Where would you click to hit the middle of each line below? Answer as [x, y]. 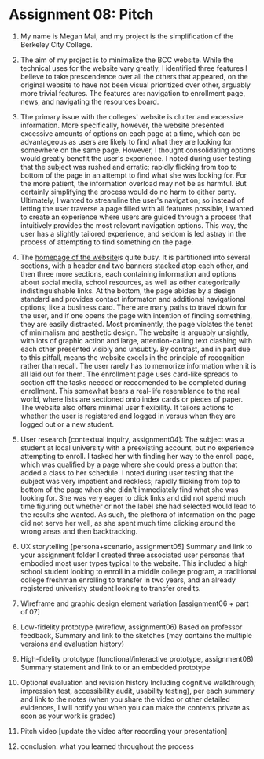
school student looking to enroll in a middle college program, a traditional [138, 571]
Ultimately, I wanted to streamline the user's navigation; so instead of [132, 200]
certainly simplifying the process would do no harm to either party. [128, 192]
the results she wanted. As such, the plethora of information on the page [138, 514]
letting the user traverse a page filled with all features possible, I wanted [137, 208]
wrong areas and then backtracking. [79, 531]
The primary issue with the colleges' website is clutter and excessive [132, 116]
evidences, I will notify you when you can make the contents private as [135, 707]
